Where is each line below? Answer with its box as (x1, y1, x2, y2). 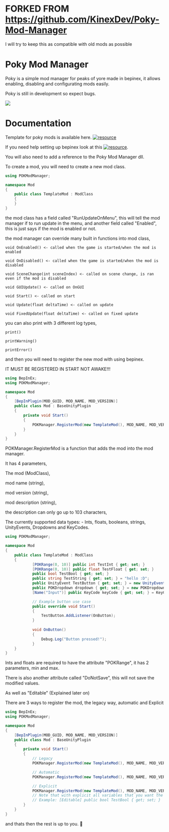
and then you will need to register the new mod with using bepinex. (5, 356, 144, 362)
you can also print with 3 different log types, (5, 320, 97, 326)
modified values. (5, 680, 40, 686)
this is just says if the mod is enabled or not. (5, 225, 97, 232)
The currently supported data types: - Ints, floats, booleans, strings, (5, 519, 146, 525)
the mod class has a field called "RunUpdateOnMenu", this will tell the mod (5, 215, 160, 221)
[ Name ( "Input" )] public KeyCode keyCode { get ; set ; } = (32, 590, 154, 595)
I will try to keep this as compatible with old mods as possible (5, 41, 132, 47)
